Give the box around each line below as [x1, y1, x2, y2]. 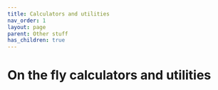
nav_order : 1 [7, 17, 46, 24]
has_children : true [7, 37, 66, 44]
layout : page [7, 23, 46, 30]
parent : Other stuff [7, 30, 69, 38]
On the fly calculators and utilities [7, 67, 212, 84]
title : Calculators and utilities [7, 10, 110, 18]
